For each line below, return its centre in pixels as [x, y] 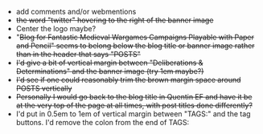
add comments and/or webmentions [76, 12]
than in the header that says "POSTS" [78, 54]
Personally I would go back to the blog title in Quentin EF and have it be [134, 97]
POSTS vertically [44, 88]
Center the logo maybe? [56, 28]
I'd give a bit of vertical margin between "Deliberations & [109, 63]
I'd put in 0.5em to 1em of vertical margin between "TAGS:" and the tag [133, 114]
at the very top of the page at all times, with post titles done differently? [134, 105]
